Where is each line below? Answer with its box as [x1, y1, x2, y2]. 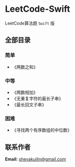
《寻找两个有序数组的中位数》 [12, 127, 72, 133]
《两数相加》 [12, 89, 38, 95]
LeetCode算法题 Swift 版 [5, 20, 55, 26]
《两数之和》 [12, 64, 38, 70]
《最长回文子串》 [12, 101, 46, 107]
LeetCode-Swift [5, 3, 70, 15]
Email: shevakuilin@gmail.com [5, 156, 66, 162]
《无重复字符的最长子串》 [12, 95, 63, 101]
